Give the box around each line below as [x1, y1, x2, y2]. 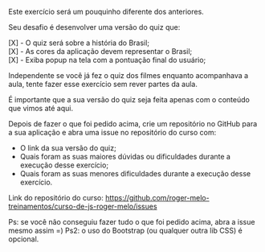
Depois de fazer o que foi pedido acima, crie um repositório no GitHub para [8, 119, 258, 128]
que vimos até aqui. [8, 104, 74, 113]
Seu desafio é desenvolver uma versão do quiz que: [8, 23, 181, 31]
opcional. [8, 234, 39, 244]
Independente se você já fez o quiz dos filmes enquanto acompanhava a [8, 71, 249, 80]
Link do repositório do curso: [8, 193, 104, 202]
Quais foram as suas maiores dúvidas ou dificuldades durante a [19, 152, 231, 161]
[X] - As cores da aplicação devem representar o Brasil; [8, 47, 193, 56]
